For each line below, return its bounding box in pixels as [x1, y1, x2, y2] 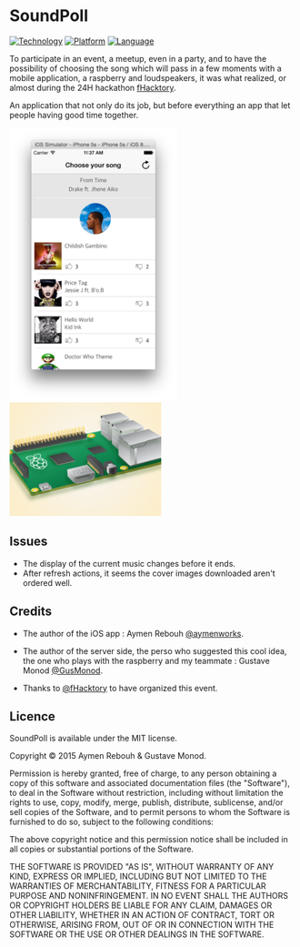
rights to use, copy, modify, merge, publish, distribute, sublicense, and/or [9, 797, 284, 808]
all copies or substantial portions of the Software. [9, 843, 194, 855]
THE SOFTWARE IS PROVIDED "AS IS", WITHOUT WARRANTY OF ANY [9, 861, 275, 872]
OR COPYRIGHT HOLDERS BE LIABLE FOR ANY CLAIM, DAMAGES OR [9, 900, 273, 911]
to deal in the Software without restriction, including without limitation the [9, 788, 284, 799]
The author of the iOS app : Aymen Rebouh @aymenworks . [22, 628, 244, 639]
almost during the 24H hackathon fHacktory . [9, 82, 176, 93]
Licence [9, 709, 56, 724]
